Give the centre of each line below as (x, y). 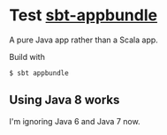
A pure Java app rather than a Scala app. (84, 40)
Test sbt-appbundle (83, 15)
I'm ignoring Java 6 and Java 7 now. (75, 121)
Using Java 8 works (65, 100)
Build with (27, 56)
